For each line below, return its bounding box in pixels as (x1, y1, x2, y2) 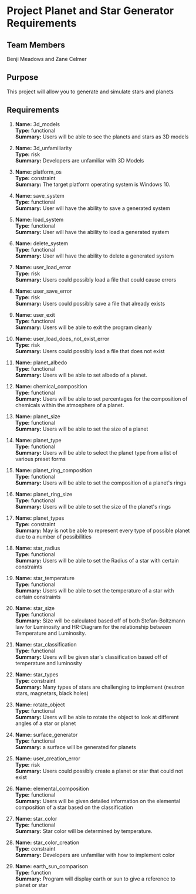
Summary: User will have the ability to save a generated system (15, 204, 171, 212)
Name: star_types (15, 670, 59, 678)
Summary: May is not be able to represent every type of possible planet (15, 527, 190, 534)
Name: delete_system (15, 239, 69, 247)
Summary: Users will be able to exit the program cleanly (15, 324, 152, 331)
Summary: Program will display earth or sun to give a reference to (15, 875, 175, 882)
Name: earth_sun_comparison (15, 862, 89, 869)
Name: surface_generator (15, 731, 78, 738)
